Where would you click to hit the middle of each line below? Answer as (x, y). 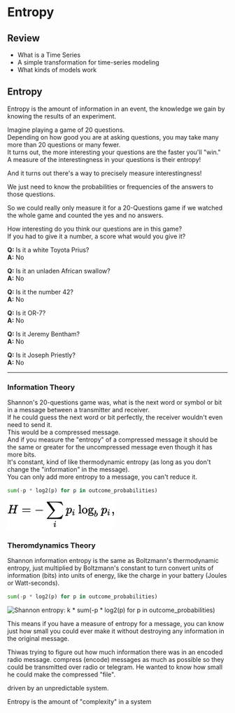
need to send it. (30, 425)
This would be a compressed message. (64, 433)
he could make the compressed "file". (62, 674)
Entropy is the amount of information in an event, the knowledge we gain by (116, 109)
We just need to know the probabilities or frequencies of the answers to (110, 186)
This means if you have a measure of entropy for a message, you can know (116, 624)
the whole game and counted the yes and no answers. (85, 215)
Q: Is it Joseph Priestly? (41, 355)
